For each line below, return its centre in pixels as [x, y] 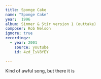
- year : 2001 [24, 43]
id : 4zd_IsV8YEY [32, 52]
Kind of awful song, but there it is [40, 71]
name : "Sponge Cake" [27, 15]
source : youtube [32, 47]
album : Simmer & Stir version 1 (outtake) [51, 24]
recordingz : [18, 38]
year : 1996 [18, 19]
